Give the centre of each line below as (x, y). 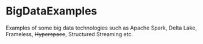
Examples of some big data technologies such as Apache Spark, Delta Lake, (101, 28)
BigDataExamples (52, 11)
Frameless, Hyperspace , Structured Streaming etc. (69, 34)
